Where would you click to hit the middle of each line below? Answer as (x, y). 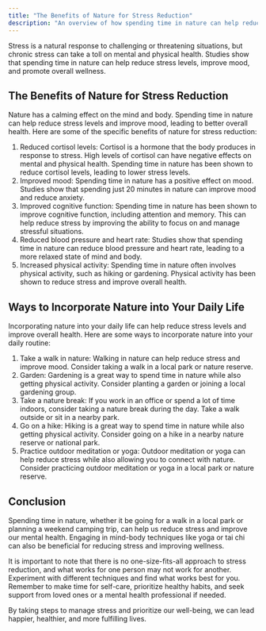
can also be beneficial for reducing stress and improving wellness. (116, 545)
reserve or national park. (60, 443)
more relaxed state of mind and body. (81, 257)
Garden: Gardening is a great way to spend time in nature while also (130, 375)
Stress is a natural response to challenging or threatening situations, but (125, 45)
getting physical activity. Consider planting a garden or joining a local (132, 384)
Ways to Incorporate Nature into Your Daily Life (127, 307)
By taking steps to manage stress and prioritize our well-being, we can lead (131, 610)
